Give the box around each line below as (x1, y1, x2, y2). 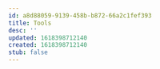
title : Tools (8, 19, 52, 27)
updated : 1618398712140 (8, 33, 88, 42)
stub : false (8, 48, 48, 56)
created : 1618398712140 (8, 41, 88, 49)
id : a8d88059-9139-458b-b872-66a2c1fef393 (8, 11, 152, 20)
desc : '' (8, 26, 38, 34)
